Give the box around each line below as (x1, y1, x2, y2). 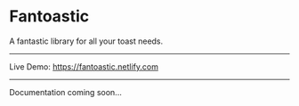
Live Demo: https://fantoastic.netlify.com (9, 61, 158, 72)
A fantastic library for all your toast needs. (9, 36, 164, 46)
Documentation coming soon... (9, 86, 122, 97)
